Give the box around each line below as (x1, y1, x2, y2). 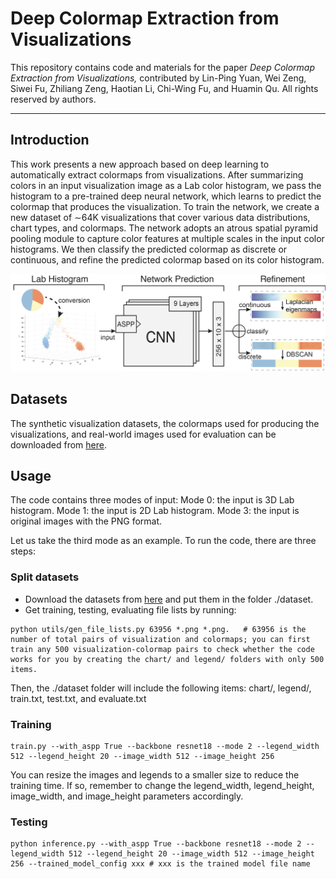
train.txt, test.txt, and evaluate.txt (10, 692, 147, 704)
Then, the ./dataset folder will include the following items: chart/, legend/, (10, 682, 312, 694)
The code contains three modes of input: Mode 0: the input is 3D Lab (10, 494, 295, 506)
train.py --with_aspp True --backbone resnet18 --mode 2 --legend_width (10, 741, 320, 751)
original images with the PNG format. (10, 515, 163, 527)
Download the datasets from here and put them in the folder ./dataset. (24, 593, 314, 605)
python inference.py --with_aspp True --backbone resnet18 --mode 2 (10, 839, 302, 849)
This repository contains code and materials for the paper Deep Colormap (10, 61, 316, 73)
